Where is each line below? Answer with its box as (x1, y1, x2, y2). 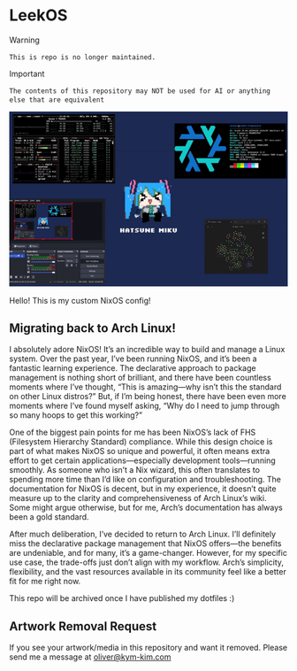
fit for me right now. (9, 576, 81, 587)
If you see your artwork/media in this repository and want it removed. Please (9, 643, 288, 653)
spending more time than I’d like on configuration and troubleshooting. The (9, 474, 281, 485)
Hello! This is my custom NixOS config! (9, 295, 152, 305)
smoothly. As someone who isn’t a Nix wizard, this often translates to (9, 465, 261, 475)
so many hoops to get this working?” (9, 410, 143, 420)
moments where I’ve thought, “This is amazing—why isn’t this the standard (9, 382, 282, 392)
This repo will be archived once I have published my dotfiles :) (9, 593, 235, 604)
